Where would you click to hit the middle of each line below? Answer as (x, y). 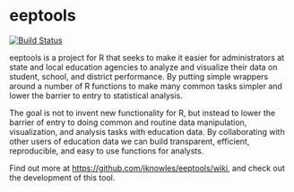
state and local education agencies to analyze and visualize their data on (143, 67)
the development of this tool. (62, 177)
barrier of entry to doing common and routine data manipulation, (128, 122)
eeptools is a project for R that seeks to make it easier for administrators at (147, 57)
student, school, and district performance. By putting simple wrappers (139, 76)
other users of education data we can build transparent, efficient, (130, 141)
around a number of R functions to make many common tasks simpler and (146, 86)
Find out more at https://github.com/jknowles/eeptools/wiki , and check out (147, 168)
